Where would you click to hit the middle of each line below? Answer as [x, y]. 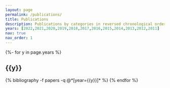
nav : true [16, 33]
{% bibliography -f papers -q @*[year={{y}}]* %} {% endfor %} [72, 80]
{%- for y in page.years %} [33, 52]
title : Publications [27, 19]
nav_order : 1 [19, 38]
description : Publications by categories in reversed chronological [79, 24]
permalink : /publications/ [34, 15]
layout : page [19, 10]
